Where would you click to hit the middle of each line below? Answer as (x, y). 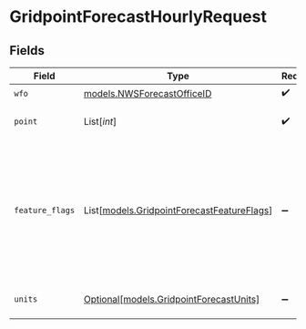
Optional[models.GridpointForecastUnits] (172, 299)
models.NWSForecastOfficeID (148, 93)
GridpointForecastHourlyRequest (138, 17)
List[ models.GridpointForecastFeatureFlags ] (178, 210)
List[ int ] (100, 122)
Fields (27, 51)
